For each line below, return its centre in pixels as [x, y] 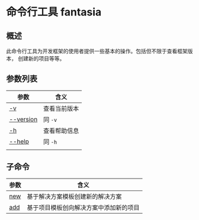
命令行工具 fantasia [54, 12]
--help [19, 141]
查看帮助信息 [61, 131]
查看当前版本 [61, 108]
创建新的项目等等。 [41, 59]
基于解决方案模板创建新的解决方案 [75, 196]
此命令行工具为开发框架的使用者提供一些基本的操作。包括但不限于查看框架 [97, 51]
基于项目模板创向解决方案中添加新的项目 [84, 208]
